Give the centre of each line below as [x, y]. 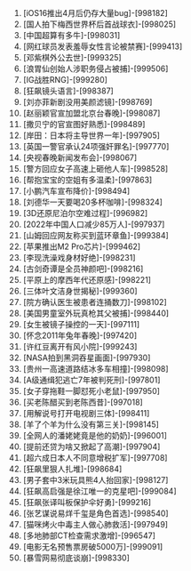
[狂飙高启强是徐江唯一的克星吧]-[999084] [99, 491]
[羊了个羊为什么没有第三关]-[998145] [91, 424]
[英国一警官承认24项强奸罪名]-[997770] [96, 146]
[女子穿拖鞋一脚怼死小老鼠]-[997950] [92, 391]
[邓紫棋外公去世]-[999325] [72, 57]
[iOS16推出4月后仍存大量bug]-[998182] [95, 13]
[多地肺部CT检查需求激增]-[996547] [89, 535]
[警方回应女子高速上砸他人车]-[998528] [95, 169]
